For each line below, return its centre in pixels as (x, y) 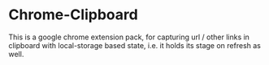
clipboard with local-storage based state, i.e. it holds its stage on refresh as (135, 45)
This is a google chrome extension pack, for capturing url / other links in (129, 37)
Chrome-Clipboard (73, 15)
